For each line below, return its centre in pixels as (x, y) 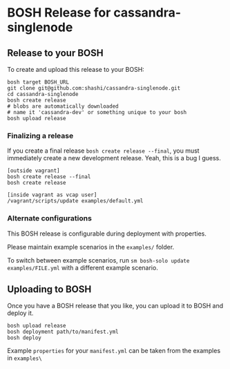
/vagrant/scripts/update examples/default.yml (75, 201)
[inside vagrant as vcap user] (52, 195)
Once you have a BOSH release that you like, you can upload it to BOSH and (115, 306)
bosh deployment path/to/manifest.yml (63, 332)
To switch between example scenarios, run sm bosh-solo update (98, 260)
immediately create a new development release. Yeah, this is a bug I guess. (114, 158)
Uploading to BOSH (49, 289)
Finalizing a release (40, 135)
